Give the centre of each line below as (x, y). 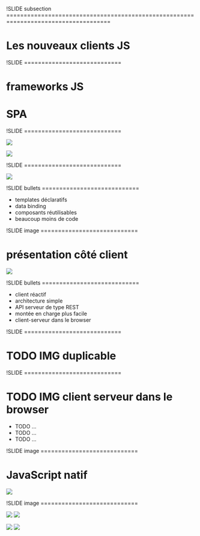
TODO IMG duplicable (61, 356)
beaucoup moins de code (47, 219)
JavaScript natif (47, 475)
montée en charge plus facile (51, 313)
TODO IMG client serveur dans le (89, 397)
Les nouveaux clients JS (68, 46)
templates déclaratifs (41, 200)
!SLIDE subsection (29, 9)
